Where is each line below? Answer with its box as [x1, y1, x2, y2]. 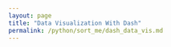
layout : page [8, 11, 52, 20]
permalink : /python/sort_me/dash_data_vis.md [8, 26, 163, 34]
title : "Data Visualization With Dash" [8, 19, 142, 27]
